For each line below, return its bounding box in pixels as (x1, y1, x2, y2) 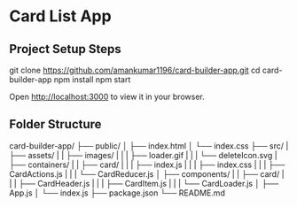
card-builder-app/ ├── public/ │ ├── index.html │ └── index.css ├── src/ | (9, 140, 289, 151)
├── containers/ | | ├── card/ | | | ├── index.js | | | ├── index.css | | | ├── (9, 159, 285, 170)
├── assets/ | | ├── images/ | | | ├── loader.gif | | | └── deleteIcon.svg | (9, 149, 277, 160)
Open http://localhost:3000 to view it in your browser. (9, 91, 206, 102)
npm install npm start (53, 74, 131, 85)
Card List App (9, 6, 113, 27)
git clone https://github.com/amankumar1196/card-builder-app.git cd (9, 65, 261, 75)
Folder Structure (9, 117, 102, 132)
